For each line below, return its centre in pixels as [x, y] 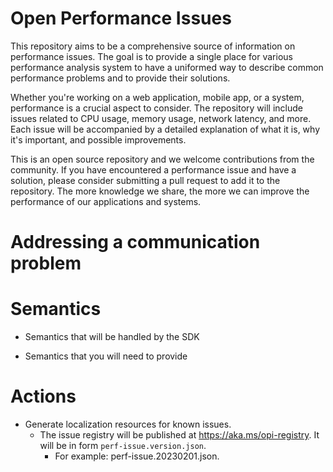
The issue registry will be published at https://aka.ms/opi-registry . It [179, 435]
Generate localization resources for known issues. [128, 424]
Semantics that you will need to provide [106, 356]
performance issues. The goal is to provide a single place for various [151, 56]
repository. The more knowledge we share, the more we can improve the [160, 191]
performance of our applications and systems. [106, 201]
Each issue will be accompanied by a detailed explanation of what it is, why [165, 129]
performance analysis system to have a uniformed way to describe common [167, 67]
